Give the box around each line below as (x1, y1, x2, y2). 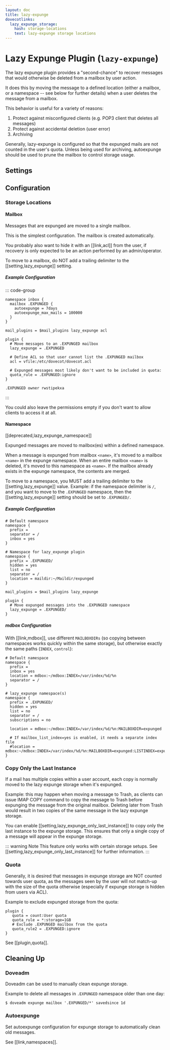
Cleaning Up (5, 954, 45, 962)
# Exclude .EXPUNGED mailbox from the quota (12, 922, 108, 927)
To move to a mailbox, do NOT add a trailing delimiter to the (5, 257, 130, 263)
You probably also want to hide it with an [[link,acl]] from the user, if (5, 242, 147, 248)
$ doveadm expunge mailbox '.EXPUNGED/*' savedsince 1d (5, 1000, 125, 1005)
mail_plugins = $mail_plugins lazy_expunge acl (5, 328, 108, 333)
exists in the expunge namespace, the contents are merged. (5, 468, 131, 474)
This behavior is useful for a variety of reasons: (5, 105, 104, 111)
